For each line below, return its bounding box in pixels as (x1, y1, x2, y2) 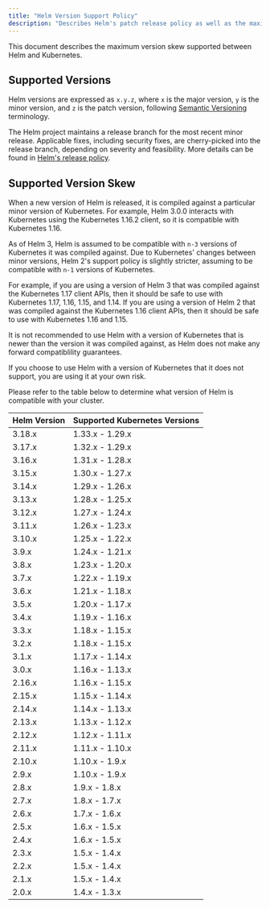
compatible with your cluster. (8, 396, 104, 405)
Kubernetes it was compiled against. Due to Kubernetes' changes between (8, 247, 256, 258)
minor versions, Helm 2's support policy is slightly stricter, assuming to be (8, 256, 253, 266)
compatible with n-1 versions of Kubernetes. (8, 265, 155, 275)
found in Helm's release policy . (8, 153, 111, 163)
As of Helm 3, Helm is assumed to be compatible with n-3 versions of (8, 239, 237, 249)
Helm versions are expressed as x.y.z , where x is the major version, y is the (8, 94, 260, 105)
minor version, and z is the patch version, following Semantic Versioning (8, 103, 247, 113)
